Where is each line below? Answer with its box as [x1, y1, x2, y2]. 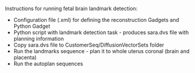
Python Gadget [13, 23, 51, 29]
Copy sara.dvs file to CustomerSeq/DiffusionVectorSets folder [13, 41, 164, 48]
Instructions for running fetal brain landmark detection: [5, 5, 138, 12]
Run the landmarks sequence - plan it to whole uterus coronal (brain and [13, 48, 190, 55]
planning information [13, 35, 64, 42]
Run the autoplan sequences [13, 60, 83, 67]
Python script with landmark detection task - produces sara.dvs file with [13, 29, 189, 36]
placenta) [13, 54, 37, 61]
